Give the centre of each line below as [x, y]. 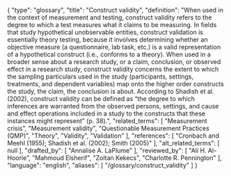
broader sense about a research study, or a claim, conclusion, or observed [114, 62]
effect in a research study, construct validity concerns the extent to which [113, 69]
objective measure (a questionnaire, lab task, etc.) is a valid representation [114, 47]
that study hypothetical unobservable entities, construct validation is [105, 32]
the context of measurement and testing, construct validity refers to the [110, 17]
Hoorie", [19, 158]
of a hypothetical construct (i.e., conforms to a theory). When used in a [109, 54]
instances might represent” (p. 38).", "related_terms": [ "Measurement [107, 121]
